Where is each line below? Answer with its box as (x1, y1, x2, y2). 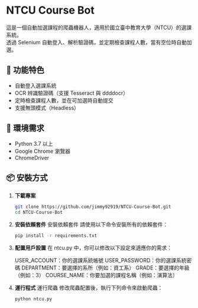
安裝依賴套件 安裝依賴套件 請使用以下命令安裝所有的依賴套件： (14, 221, 168, 228)
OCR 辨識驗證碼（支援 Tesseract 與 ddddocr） (14, 89, 129, 97)
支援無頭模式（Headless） (14, 104, 80, 111)
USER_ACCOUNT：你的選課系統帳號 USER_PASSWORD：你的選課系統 (14, 257, 187, 264)
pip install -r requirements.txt (14, 233, 98, 239)
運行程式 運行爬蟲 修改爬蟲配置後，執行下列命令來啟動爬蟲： (14, 284, 163, 291)
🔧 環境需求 (6, 123, 44, 133)
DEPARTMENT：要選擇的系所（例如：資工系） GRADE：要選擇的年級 (21, 264, 190, 271)
